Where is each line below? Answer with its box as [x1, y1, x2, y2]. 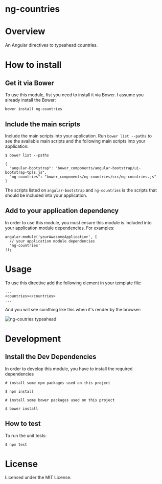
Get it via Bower [5, 79, 54, 87]
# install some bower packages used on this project [5, 398, 115, 403]
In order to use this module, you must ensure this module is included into [5, 219, 152, 225]
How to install [5, 59, 62, 71]
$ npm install [5, 389, 34, 394]
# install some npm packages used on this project [5, 380, 111, 385]
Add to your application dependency [5, 207, 119, 215]
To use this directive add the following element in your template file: [5, 280, 142, 286]
